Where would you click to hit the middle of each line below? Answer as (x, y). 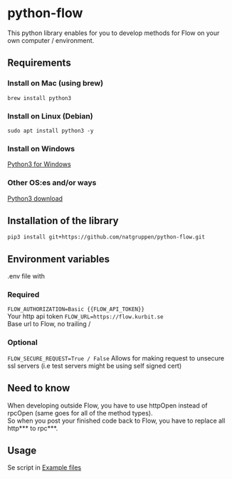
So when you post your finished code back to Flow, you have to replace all (116, 420)
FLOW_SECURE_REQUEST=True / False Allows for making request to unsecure (116, 358)
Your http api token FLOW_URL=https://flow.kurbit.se (85, 316)
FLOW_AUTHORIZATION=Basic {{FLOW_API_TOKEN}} (76, 309)
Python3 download (35, 198)
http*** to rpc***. (33, 428)
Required (23, 295)
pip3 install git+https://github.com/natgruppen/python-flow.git (106, 237)
